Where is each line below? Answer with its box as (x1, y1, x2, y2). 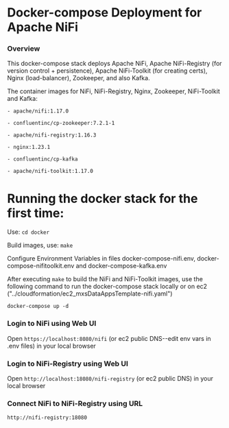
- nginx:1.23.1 (7, 144, 51, 151)
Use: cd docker (7, 228, 50, 236)
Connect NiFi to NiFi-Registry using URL (7, 399, 143, 408)
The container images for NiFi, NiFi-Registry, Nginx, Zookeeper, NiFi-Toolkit (7, 87, 221, 95)
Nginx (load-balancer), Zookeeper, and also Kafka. (7, 74, 150, 82)
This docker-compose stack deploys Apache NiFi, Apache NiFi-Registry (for (7, 60, 222, 68)
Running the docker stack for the (7, 191, 198, 206)
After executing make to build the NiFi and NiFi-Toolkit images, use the (7, 275, 204, 283)
